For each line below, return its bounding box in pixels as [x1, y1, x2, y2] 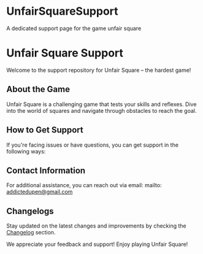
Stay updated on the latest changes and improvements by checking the [6, 222, 186, 229]
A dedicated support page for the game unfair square [6, 25, 142, 32]
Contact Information [6, 165, 86, 175]
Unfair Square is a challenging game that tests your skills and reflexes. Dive [6, 100, 197, 108]
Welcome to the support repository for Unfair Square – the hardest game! [6, 66, 191, 74]
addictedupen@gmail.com [6, 188, 73, 196]
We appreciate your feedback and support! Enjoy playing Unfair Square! [6, 241, 188, 248]
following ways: [6, 147, 46, 155]
